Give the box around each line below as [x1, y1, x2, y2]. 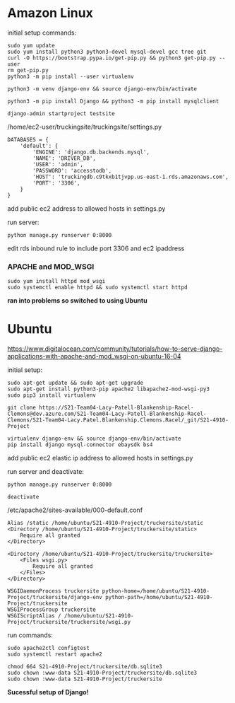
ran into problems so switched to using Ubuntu [7, 296, 147, 305]
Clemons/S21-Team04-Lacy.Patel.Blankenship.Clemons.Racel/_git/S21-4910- [7, 417, 229, 424]
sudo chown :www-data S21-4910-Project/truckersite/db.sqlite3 [7, 670, 198, 677]
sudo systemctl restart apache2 [7, 651, 102, 658]
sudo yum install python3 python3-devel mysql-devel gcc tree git [7, 48, 207, 55]
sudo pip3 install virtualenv [7, 392, 97, 399]
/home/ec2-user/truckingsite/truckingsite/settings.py [7, 122, 162, 131]
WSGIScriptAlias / [7, 612, 61, 620]
